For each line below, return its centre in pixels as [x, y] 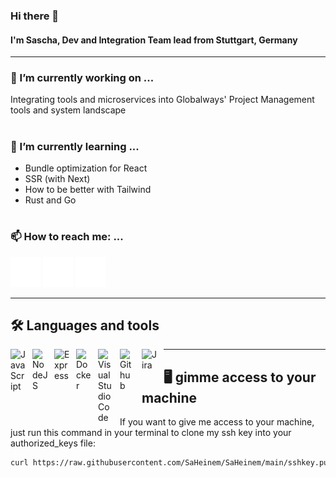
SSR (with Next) [57, 178]
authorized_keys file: [53, 443]
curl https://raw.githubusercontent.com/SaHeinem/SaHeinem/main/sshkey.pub [171, 463]
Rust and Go [50, 200]
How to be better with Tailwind [88, 189]
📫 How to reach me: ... [67, 237]
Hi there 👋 [35, 16]
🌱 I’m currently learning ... [75, 146]
